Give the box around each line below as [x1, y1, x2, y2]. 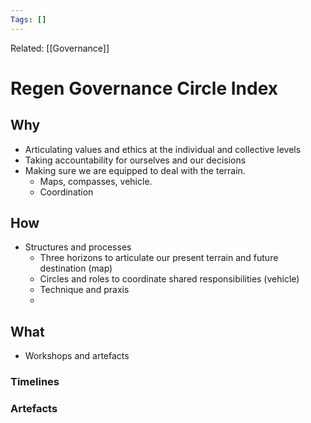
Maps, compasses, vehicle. [39, 175, 153, 187]
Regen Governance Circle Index [10, 77, 279, 100]
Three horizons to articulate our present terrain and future [39, 252, 279, 264]
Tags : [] [10, 14, 47, 25]
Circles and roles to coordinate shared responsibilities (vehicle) [39, 273, 300, 285]
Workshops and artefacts [24, 350, 130, 362]
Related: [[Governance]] [10, 42, 110, 54]
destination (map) [39, 262, 113, 275]
